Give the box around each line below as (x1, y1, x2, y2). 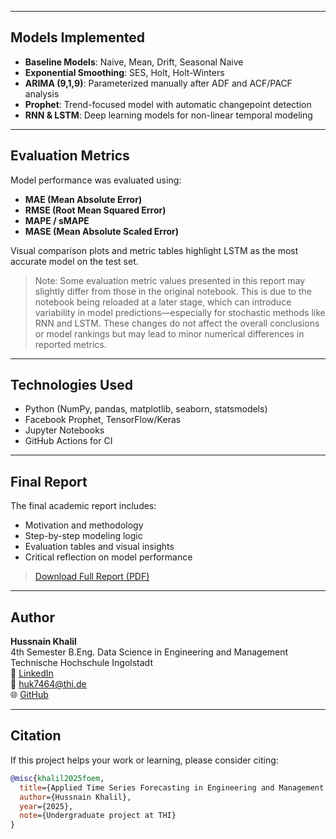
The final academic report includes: (10, 500, 157, 512)
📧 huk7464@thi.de (10, 678, 87, 690)
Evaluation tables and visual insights (24, 541, 175, 553)
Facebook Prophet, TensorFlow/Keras (24, 414, 182, 426)
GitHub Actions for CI (24, 435, 113, 447)
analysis (24, 87, 60, 100)
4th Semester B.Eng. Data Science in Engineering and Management (10, 646, 289, 658)
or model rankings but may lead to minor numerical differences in (34, 327, 305, 340)
